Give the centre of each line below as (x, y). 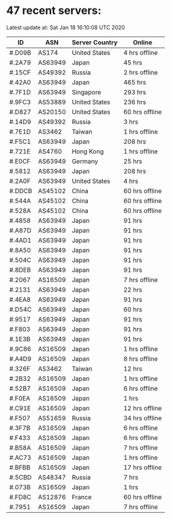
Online (143, 42)
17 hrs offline (142, 467)
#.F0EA (20, 398)
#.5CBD (21, 477)
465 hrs (135, 82)
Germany (85, 161)
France (82, 497)
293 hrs (135, 92)
